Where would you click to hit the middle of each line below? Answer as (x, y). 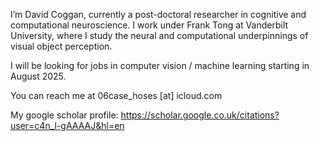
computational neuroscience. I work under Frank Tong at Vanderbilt (149, 25)
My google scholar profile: (64, 115)
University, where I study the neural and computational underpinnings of (159, 35)
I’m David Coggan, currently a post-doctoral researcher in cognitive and (158, 14)
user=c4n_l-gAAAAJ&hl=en (67, 125)
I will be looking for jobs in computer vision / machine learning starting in (160, 65)
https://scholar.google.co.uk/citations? (200, 115)
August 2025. (38, 76)
